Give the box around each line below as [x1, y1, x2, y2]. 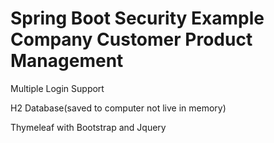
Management [10, 50, 124, 72]
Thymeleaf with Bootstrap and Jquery [10, 121, 167, 133]
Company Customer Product [10, 28, 253, 51]
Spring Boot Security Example [10, 7, 265, 30]
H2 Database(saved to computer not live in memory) [10, 102, 227, 114]
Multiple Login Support [10, 82, 105, 94]
